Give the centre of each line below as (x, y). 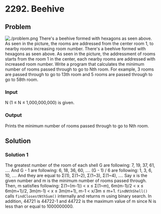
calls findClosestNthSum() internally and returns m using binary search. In (78, 196)
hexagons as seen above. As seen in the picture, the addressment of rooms (80, 54)
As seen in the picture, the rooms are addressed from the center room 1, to (79, 44)
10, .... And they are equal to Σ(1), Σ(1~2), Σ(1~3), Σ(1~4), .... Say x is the (76, 176)
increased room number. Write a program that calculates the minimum (75, 64)
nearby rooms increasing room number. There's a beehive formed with (75, 49)
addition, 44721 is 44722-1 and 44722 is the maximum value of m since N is (80, 201)
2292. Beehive (35, 9)
